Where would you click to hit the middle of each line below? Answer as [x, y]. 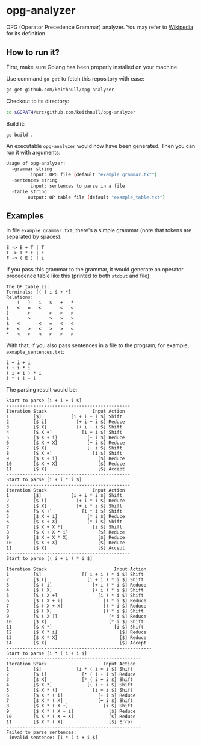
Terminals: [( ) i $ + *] [39, 292]
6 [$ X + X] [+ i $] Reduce [66, 443]
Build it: [16, 123]
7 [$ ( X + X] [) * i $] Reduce [76, 606]
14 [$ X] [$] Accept [76, 643]
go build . [20, 135]
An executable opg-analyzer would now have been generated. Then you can [101, 146]
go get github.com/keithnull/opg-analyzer [60, 90]
